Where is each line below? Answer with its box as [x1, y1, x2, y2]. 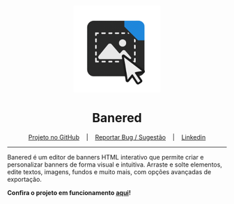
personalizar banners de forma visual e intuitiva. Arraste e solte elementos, [7, 160, 223, 169]
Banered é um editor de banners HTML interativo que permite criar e [7, 153, 204, 161]
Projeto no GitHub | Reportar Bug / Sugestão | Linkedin [28, 133, 206, 141]
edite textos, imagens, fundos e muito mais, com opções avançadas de [7, 167, 212, 176]
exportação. [7, 175, 42, 183]
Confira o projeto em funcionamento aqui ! [7, 188, 131, 196]
